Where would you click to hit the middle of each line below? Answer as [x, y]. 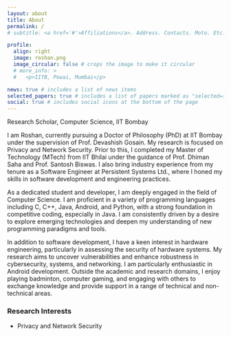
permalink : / [26, 26]
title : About [26, 20]
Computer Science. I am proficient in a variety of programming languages [111, 199]
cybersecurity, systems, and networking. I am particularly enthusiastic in [110, 264]
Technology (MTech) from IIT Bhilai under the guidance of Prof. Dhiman [108, 157]
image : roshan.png [40, 58]
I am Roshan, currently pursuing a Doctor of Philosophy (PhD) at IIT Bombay [115, 135]
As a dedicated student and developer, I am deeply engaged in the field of [112, 193]
